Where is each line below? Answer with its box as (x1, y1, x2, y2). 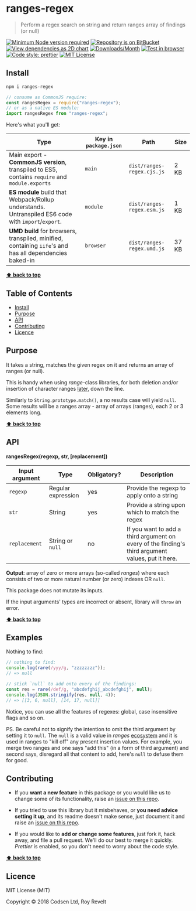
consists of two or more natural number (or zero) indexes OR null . (6, 575, 165, 582)
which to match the (126, 508, 180, 516)
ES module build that (9, 188, 67, 196)
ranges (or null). (6, 367, 45, 374)
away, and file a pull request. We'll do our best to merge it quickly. (14, 837, 173, 844)
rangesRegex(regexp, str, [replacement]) (6, 453, 108, 460)
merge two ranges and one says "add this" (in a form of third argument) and (6, 744, 189, 751)
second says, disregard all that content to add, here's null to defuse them (6, 750, 184, 758)
